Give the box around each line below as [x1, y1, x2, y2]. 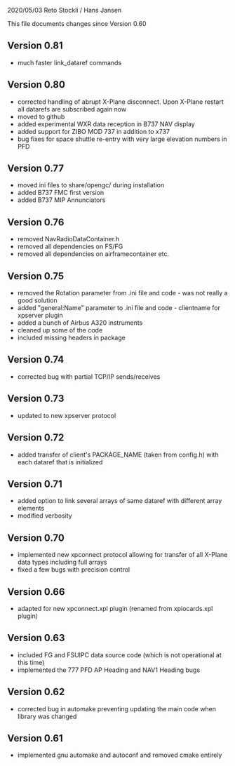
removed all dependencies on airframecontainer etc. [17, 250, 170, 258]
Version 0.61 [7, 732, 63, 744]
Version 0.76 [7, 216, 65, 228]
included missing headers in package [17, 333, 126, 342]
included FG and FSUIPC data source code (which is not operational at [17, 650, 222, 659]
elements [17, 504, 45, 513]
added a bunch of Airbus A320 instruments [17, 318, 143, 327]
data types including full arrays [17, 558, 107, 567]
